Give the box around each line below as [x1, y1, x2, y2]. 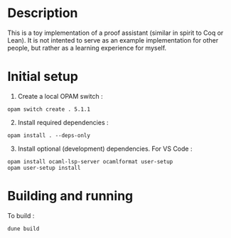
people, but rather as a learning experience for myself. [7, 43, 167, 52]
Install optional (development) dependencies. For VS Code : [17, 144, 193, 153]
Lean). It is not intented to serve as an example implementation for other [7, 36, 219, 44]
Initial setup [7, 69, 78, 85]
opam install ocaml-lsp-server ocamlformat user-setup [7, 158, 173, 165]
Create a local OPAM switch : [17, 92, 103, 100]
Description [7, 5, 78, 21]
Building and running [7, 188, 134, 204]
